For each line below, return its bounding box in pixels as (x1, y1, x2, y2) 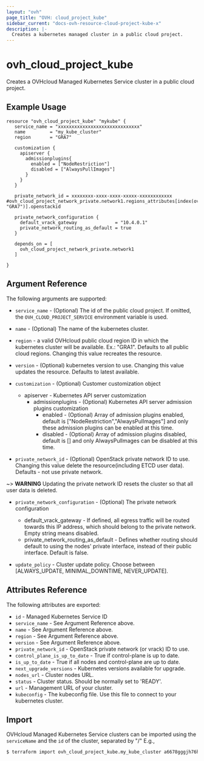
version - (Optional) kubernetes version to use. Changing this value (15, 361, 184, 369)
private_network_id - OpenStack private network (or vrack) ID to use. (15, 645, 190, 653)
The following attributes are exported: (6, 601, 101, 608)
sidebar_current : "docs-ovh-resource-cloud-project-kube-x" (6, 20, 162, 26)
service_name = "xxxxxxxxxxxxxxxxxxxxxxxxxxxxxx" (14, 123, 143, 130)
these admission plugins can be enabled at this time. (42, 424, 174, 431)
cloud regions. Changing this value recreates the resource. (15, 350, 162, 357)
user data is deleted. (6, 486, 58, 494)
